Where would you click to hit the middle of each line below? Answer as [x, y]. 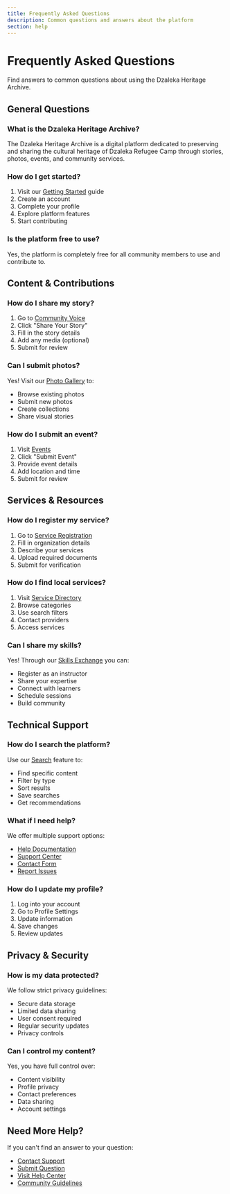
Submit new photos [45, 401]
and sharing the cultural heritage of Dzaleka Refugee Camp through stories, [115, 151]
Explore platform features [53, 214]
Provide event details [47, 464]
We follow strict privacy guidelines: [57, 990]
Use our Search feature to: [45, 760]
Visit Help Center [42, 1176]
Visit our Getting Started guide [61, 192]
